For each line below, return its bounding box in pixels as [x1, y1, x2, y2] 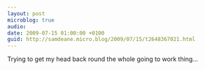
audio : [7, 23, 27, 30]
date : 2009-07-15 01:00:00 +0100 [7, 29, 105, 37]
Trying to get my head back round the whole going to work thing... [7, 55, 198, 63]
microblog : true [7, 17, 55, 24]
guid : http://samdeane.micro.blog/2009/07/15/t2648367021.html [7, 36, 196, 43]
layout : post [7, 10, 45, 17]
